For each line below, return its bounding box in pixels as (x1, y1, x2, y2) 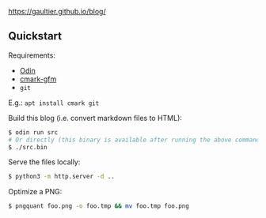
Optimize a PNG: (8, 187, 63, 197)
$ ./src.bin (8, 143, 47, 151)
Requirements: (8, 51, 55, 60)
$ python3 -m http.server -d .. (8, 173, 115, 181)
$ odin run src (8, 128, 59, 137)
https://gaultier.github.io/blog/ (8, 7, 106, 16)
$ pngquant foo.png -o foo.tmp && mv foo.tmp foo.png (8, 202, 190, 210)
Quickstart (8, 29, 63, 43)
